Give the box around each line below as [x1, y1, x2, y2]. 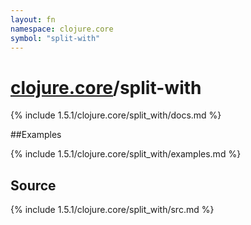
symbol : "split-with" [10, 33, 101, 43]
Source [10, 177, 57, 194]
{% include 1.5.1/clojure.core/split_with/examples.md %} [10, 148, 242, 160]
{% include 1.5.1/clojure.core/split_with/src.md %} [10, 204, 215, 216]
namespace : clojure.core [10, 24, 114, 34]
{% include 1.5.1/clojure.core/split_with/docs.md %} [10, 109, 222, 121]
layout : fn [10, 14, 56, 25]
